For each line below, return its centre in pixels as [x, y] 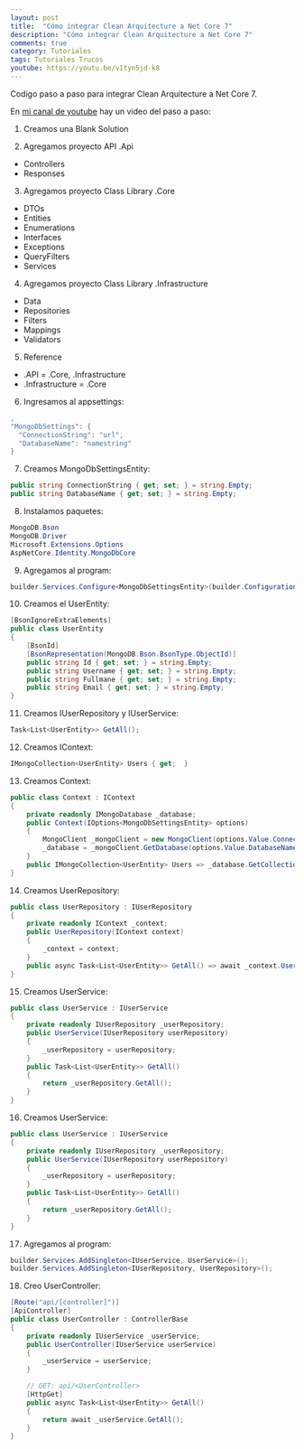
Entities [37, 218]
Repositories [46, 310]
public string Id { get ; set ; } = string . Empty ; [120, 662]
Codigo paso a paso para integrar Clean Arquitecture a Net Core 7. [134, 93]
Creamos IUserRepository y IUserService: [101, 714]
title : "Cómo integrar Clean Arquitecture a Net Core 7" [121, 26]
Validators [42, 339]
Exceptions [44, 247]
